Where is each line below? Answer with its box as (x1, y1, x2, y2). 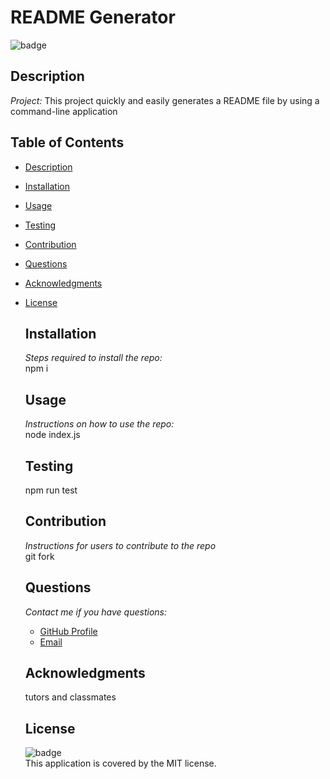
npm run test (24, 484, 78, 496)
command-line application (10, 105, 118, 117)
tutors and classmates (24, 691, 117, 703)
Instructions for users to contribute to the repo (24, 539, 217, 551)
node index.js (24, 429, 81, 441)
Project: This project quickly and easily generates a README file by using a (10, 94, 320, 106)
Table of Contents (10, 134, 125, 151)
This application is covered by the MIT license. (24, 757, 217, 770)
